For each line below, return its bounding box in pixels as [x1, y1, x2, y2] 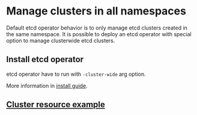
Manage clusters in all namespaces [6, 4, 186, 18]
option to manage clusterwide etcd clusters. [6, 37, 115, 44]
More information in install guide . [6, 82, 88, 89]
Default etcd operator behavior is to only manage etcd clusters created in [6, 24, 188, 31]
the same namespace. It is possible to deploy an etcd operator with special [6, 30, 192, 37]
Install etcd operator [6, 54, 84, 64]
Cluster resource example [6, 99, 105, 110]
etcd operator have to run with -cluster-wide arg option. [6, 70, 146, 78]
